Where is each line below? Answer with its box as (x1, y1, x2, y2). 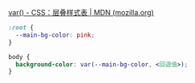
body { (8, 53, 30, 61)
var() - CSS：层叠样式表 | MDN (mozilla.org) (8, 8, 154, 17)
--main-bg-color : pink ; (15, 31, 95, 39)
